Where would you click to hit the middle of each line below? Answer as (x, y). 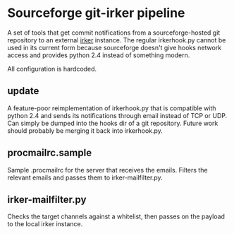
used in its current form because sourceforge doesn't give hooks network (115, 47)
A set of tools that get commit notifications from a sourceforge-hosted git (114, 33)
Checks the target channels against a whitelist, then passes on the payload (116, 216)
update (23, 91)
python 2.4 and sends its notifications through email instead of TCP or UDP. (117, 115)
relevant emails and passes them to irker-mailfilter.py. (85, 177)
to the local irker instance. (45, 224)
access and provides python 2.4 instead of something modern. (99, 55)
